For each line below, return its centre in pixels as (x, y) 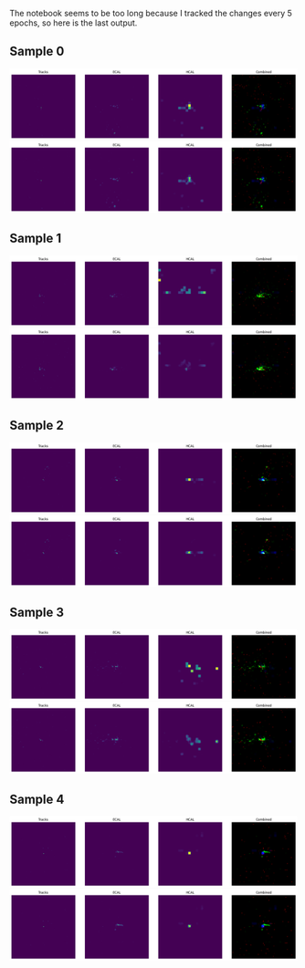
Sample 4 (37, 799)
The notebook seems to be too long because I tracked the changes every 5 (151, 13)
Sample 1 (36, 239)
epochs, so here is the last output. (74, 23)
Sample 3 (37, 612)
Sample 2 (37, 426)
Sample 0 (37, 52)
